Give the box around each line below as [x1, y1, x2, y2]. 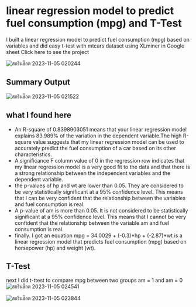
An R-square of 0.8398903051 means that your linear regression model [14, 126, 187, 133]
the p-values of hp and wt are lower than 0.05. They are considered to [14, 182, 184, 189]
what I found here [6, 110, 71, 120]
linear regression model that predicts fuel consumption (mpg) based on [14, 238, 187, 245]
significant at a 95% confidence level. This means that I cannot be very [14, 213, 186, 220]
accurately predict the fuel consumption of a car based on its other [14, 144, 177, 151]
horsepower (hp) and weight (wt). [14, 244, 96, 251]
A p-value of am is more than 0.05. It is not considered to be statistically [14, 207, 188, 214]
